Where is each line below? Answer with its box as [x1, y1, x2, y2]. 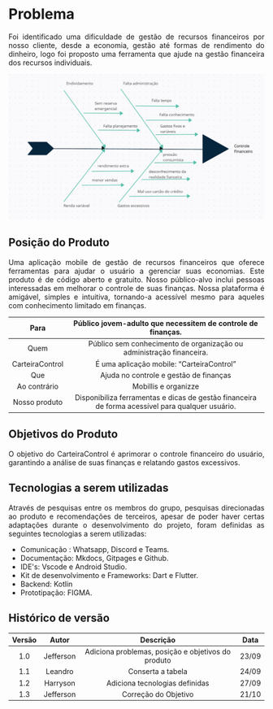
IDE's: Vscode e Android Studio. [19, 562, 128, 572]
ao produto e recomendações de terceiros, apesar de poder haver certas [8, 511, 265, 521]
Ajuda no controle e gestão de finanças [100, 370, 232, 380]
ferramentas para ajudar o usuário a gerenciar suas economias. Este [8, 266, 265, 276]
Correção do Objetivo [121, 689, 194, 699]
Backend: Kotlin [19, 579, 73, 589]
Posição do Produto [8, 236, 110, 250]
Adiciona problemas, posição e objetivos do [84, 647, 232, 657]
